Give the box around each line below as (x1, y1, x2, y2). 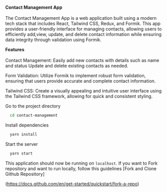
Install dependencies (5, 122, 49, 128)
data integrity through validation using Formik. (5, 37, 102, 43)
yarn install (10, 132, 38, 137)
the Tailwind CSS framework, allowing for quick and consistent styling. (5, 93, 153, 99)
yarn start (10, 151, 33, 156)
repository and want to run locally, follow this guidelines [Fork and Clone (5, 165, 157, 172)
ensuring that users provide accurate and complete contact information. (5, 78, 156, 84)
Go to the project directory (5, 103, 61, 109)
